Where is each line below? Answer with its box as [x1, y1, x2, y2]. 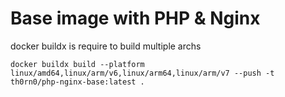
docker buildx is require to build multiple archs [10, 40, 202, 52]
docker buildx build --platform [10, 59, 145, 69]
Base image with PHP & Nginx [10, 7, 261, 30]
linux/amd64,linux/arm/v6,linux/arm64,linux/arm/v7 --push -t [10, 68, 275, 78]
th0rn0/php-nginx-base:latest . [10, 77, 145, 87]
